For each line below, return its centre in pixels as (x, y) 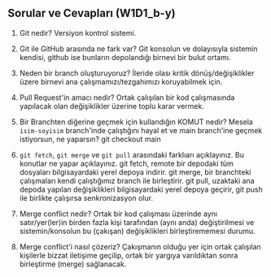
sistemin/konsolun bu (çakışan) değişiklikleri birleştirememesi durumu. (137, 231)
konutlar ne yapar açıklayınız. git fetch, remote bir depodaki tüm (126, 163)
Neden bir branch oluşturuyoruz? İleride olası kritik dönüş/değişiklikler (137, 73)
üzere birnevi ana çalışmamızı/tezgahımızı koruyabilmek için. (121, 81)
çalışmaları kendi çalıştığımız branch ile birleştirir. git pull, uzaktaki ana (137, 180)
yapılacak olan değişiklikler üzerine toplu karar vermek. (111, 106)
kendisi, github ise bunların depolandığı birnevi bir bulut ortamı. (125, 57)
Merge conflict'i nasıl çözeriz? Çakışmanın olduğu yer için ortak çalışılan (140, 246)
